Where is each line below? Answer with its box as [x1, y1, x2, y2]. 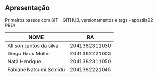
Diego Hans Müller [7, 50, 51, 57]
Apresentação [5, 4, 50, 12]
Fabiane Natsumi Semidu [7, 66, 65, 73]
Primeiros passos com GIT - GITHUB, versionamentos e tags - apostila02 [5, 17, 153, 23]
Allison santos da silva [7, 42, 59, 49]
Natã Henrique [7, 58, 41, 65]
